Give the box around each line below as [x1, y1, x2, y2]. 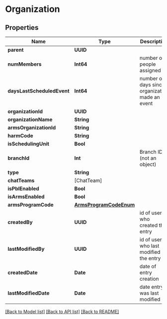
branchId [7, 155, 30, 161]
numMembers [7, 61, 42, 68]
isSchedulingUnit [7, 140, 50, 147]
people [139, 61, 156, 68]
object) [139, 161, 157, 168]
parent [7, 46, 24, 53]
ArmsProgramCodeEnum [74, 202, 135, 208]
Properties [5, 23, 39, 32]
